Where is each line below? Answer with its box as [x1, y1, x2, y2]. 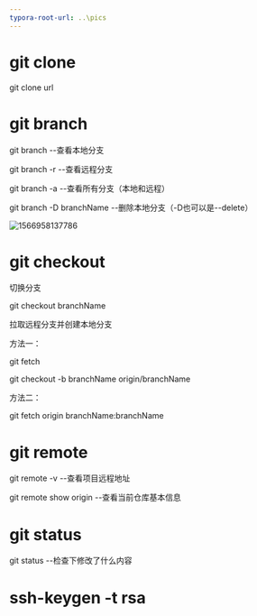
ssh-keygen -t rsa [9, 587, 146, 608]
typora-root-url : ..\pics [9, 13, 106, 23]
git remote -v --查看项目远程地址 [9, 473, 131, 483]
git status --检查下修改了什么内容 [9, 556, 133, 566]
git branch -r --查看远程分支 [9, 163, 114, 174]
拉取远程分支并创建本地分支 [9, 319, 113, 330]
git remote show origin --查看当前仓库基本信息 [9, 492, 182, 503]
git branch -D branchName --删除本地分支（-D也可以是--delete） [9, 202, 253, 213]
